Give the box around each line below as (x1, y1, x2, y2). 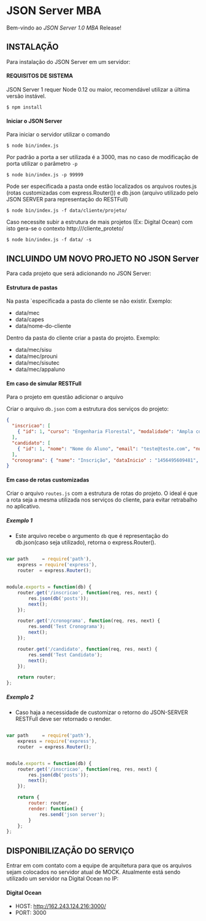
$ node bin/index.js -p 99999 (6, 172, 84, 178)
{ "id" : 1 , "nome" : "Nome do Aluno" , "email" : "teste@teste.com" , (17, 446, 191, 452)
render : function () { (28, 806, 84, 812)
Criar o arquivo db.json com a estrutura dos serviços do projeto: (6, 405, 169, 413)
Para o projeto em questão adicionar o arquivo (6, 394, 124, 401)
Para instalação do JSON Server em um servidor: (6, 58, 131, 65)
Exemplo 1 (6, 517, 33, 524)
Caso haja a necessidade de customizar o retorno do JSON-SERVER (15, 709, 188, 716)
